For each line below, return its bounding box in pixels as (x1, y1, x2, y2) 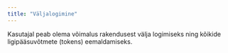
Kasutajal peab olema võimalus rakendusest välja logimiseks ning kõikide (7, 30, 222, 38)
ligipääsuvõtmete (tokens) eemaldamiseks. (7, 37, 133, 46)
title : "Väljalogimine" (7, 10, 78, 18)
